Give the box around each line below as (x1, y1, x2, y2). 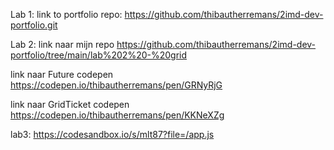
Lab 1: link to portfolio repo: (10, 9, 123, 20)
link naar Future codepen (10, 69, 114, 80)
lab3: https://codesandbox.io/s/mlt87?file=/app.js (10, 129, 215, 140)
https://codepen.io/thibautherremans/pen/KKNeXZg (10, 109, 225, 121)
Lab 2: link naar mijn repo (10, 39, 115, 50)
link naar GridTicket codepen (10, 99, 130, 110)
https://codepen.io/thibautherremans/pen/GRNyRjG (10, 79, 223, 91)
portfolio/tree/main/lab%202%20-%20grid (10, 49, 188, 61)
